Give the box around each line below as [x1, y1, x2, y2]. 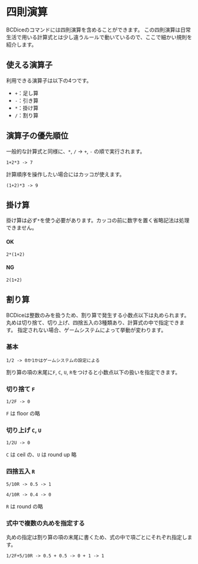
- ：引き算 [14, 97, 38, 104]
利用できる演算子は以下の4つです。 [6, 77, 92, 84]
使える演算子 [6, 60, 53, 70]
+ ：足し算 [14, 90, 38, 97]
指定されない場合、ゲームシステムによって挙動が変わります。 [17, 326, 167, 333]
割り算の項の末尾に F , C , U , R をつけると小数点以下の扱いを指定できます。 [6, 368, 181, 375]
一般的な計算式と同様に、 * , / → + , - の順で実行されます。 [6, 148, 146, 155]
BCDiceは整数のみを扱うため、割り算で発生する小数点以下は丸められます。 [6, 311, 190, 318]
